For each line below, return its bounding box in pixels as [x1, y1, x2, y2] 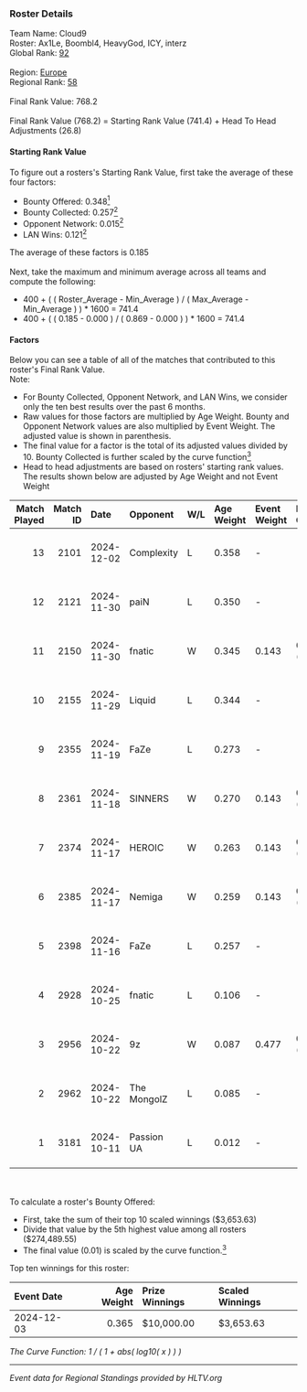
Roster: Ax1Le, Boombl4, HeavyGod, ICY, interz [9, 37, 187, 48]
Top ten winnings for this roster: [9, 1262, 130, 1273]
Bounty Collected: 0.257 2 [22, 205, 119, 218]
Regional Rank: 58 [9, 77, 78, 88]
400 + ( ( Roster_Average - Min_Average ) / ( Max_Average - [22, 294, 249, 305]
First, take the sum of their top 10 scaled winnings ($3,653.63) [22, 1214, 258, 1225]
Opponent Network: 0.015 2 [22, 216, 124, 229]
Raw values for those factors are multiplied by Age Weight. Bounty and [22, 411, 290, 423]
